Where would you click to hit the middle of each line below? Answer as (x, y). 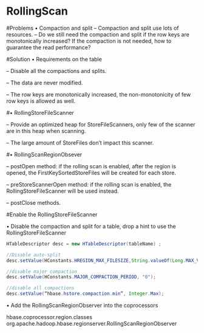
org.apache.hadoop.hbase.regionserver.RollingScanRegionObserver (92, 324)
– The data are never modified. (45, 83)
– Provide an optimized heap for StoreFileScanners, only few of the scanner (101, 124)
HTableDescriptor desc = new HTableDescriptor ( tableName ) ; (84, 244)
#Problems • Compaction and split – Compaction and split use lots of (93, 28)
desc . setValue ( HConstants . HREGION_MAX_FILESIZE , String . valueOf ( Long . (96, 260)
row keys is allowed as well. (41, 101)
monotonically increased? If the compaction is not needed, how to (89, 41)
